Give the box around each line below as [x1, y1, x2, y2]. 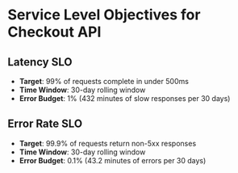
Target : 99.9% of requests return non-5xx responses [19, 138, 197, 148]
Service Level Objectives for [7, 6, 201, 24]
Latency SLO [7, 55, 73, 69]
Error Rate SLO [7, 117, 82, 131]
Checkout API [7, 23, 102, 41]
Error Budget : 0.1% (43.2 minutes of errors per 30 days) [19, 155, 207, 165]
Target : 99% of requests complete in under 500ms [19, 77, 189, 86]
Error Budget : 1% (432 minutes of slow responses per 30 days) [19, 94, 231, 103]
